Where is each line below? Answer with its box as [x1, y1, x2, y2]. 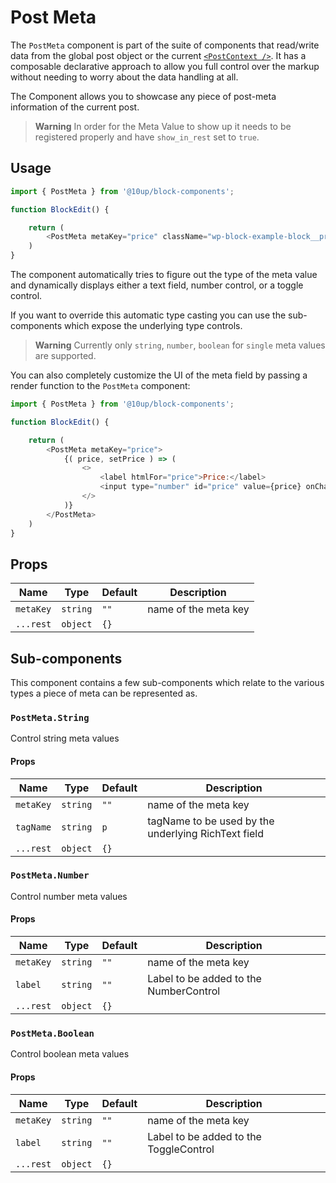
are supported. [34, 350, 97, 361]
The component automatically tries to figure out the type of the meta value [10, 269, 318, 280]
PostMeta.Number [10, 870, 90, 881]
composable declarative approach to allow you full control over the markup [10, 60, 320, 72]
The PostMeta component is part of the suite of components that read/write [10, 39, 320, 51]
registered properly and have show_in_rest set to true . [34, 131, 260, 143]
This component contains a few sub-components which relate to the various [10, 677, 325, 688]
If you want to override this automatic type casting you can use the [10, 309, 287, 321]
